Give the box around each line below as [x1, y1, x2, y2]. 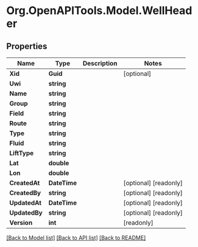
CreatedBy [9, 189, 41, 197]
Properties [6, 41, 48, 51]
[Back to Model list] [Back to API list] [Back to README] [6, 234, 146, 241]
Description [82, 59, 118, 67]
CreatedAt [9, 179, 40, 187]
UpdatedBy [9, 208, 43, 217]
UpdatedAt [9, 199, 41, 207]
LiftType [9, 149, 34, 157]
